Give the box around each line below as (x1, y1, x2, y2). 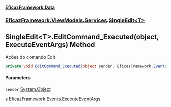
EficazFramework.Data (5, 4, 55, 10)
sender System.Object (5, 86, 51, 92)
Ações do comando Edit (5, 54, 56, 60)
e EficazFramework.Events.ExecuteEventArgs (5, 96, 101, 102)
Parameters (5, 74, 31, 81)
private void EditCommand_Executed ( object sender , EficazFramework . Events (5, 64, 167, 69)
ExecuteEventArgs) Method (5, 40, 95, 49)
